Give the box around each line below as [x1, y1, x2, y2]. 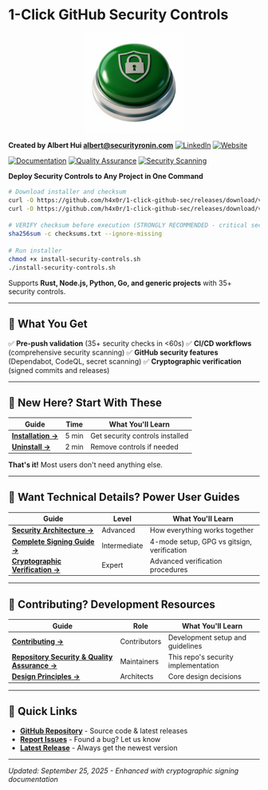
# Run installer [8, 247, 62, 255]
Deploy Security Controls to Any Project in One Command [8, 171, 203, 181]
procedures [150, 565, 188, 574]
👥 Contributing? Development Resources [8, 597, 215, 611]
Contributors [120, 637, 162, 646]
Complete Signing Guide [11, 537, 95, 546]
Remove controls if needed [90, 442, 179, 452]
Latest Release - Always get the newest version [19, 743, 178, 752]
